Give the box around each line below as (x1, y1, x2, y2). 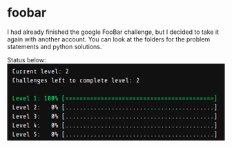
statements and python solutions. (7, 42, 102, 50)
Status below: (7, 55, 46, 64)
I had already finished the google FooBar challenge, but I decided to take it (7, 28, 220, 36)
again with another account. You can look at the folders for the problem (7, 35, 211, 43)
